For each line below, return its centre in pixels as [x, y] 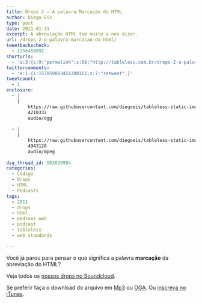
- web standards [32, 235]
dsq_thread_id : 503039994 [38, 163]
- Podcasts [25, 191]
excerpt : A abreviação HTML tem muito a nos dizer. [72, 34]
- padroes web [29, 219]
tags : [13, 196]
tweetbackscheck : [28, 46]
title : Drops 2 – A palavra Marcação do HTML [64, 12]
